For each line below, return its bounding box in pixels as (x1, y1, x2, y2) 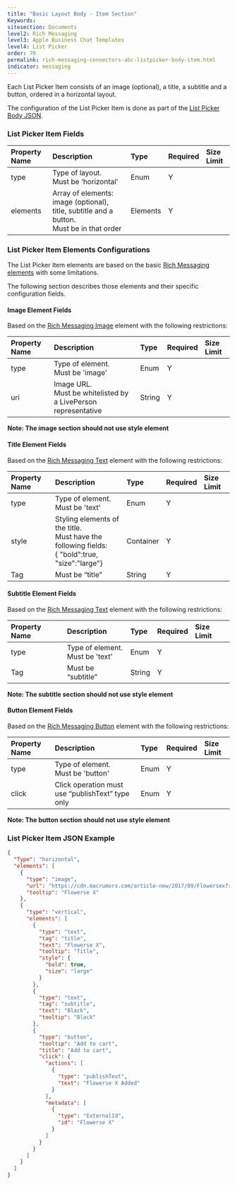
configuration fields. (7, 289, 66, 298)
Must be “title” (55, 570, 102, 579)
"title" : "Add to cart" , (38, 1046, 112, 1054)
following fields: (55, 541, 108, 550)
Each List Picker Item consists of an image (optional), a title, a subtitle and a (7, 82, 227, 91)
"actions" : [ (44, 1060, 83, 1067)
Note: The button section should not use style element (7, 816, 171, 824)
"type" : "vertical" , (25, 908, 87, 916)
